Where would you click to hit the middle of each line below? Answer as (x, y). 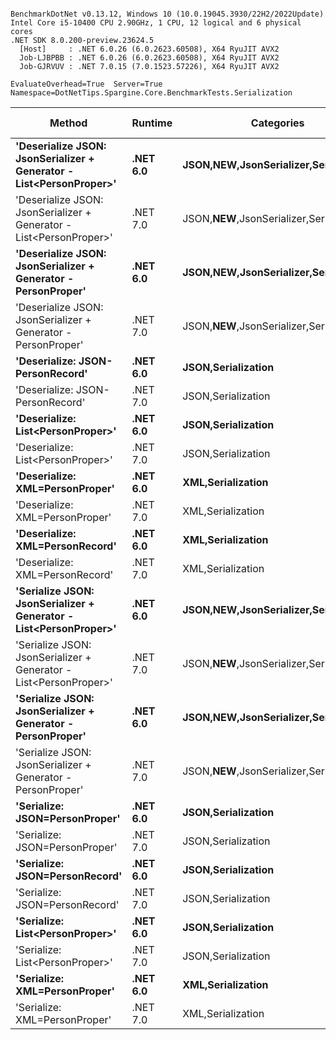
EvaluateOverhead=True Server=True (86, 84)
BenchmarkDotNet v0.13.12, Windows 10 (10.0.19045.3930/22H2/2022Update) (167, 14)
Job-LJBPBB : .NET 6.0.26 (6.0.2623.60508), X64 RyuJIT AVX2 (149, 58)
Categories (277, 123)
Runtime (152, 123)
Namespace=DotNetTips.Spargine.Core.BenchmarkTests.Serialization (151, 93)
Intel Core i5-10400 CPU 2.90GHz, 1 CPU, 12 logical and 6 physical (156, 23)
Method (68, 123)
